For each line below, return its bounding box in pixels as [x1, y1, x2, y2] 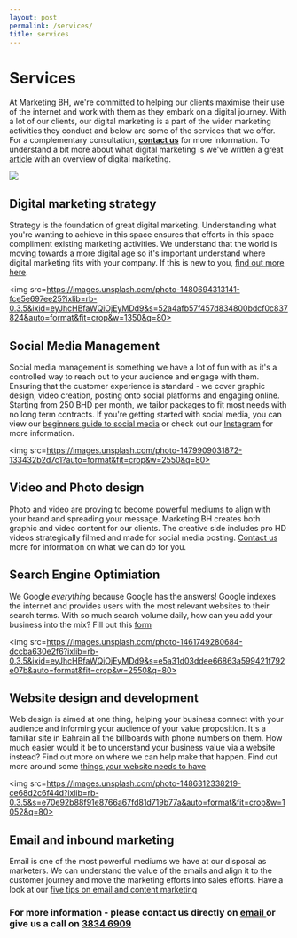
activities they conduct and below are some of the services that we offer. [9, 125, 276, 136]
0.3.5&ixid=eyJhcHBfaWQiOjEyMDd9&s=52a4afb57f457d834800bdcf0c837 [9, 303, 288, 314]
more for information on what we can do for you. [9, 541, 186, 552]
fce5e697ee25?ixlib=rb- [9, 294, 98, 305]
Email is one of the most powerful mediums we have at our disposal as [9, 856, 267, 867]
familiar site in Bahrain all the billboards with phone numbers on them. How [9, 733, 283, 743]
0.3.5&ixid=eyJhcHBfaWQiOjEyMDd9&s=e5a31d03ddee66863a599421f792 [9, 655, 285, 666]
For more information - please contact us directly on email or [9, 907, 277, 919]
